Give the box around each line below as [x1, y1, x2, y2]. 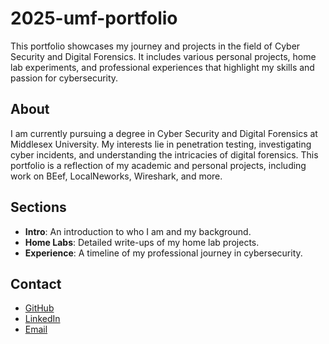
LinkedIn [24, 313, 61, 325]
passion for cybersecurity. [10, 72, 119, 84]
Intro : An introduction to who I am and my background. [24, 225, 252, 237]
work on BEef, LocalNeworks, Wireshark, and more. [10, 170, 223, 182]
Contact [10, 275, 62, 292]
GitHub [24, 302, 55, 314]
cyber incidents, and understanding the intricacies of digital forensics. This [10, 148, 319, 161]
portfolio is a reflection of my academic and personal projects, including [10, 159, 307, 171]
